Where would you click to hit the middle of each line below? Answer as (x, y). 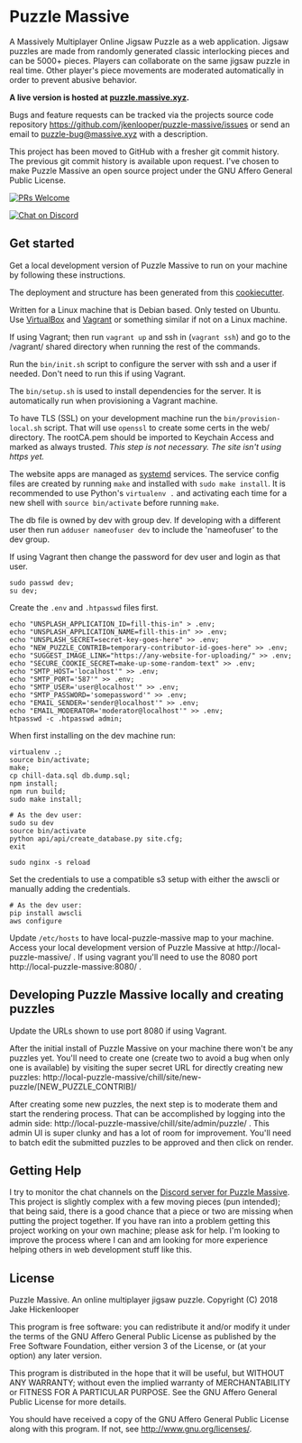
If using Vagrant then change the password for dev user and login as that (145, 556)
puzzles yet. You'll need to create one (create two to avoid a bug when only (150, 1058)
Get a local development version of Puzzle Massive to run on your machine (149, 265)
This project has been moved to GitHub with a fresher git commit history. (144, 152)
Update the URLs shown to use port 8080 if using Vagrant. (118, 1031)
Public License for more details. (68, 1402)
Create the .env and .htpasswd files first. (84, 607)
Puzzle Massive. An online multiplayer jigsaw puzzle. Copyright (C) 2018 (143, 1300)
